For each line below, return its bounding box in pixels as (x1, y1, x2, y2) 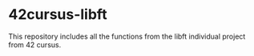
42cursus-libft (8, 6, 107, 24)
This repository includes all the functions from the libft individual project (8, 32, 246, 41)
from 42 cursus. (8, 39, 62, 49)
